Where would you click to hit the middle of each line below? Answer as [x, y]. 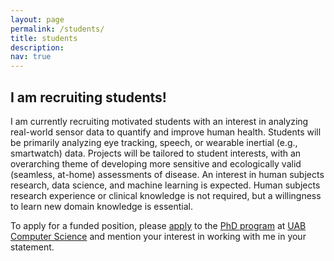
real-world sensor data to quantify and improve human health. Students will [166, 132]
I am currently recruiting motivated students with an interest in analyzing [159, 121]
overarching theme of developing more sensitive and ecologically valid [156, 163]
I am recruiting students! [88, 97]
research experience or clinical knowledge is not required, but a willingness [166, 195]
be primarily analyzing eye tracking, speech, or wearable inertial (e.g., [154, 142]
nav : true [31, 57]
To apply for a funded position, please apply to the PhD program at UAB [158, 225]
